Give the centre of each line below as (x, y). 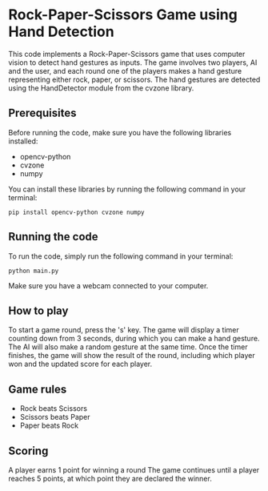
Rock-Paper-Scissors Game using (123, 15)
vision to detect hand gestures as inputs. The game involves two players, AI (133, 62)
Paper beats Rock (49, 425)
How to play (38, 310)
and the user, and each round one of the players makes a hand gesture (125, 70)
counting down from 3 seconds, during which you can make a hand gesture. (134, 339)
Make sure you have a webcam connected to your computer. (108, 285)
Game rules (38, 389)
